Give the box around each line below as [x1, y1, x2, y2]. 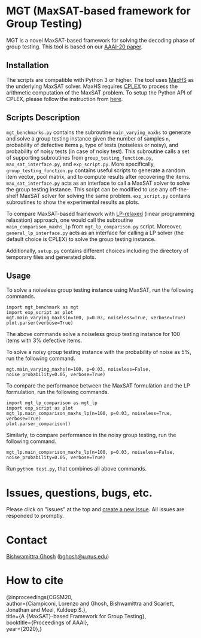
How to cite [6, 574, 64, 587]
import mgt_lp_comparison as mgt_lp [6, 400, 98, 406]
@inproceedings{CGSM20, [6, 594, 73, 601]
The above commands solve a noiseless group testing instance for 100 [6, 331, 181, 338]
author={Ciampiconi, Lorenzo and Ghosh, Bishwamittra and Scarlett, [6, 600, 175, 608]
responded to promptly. [6, 512, 65, 520]
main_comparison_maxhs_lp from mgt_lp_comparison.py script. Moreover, [6, 222, 182, 230]
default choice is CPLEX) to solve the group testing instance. [6, 235, 156, 243]
